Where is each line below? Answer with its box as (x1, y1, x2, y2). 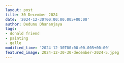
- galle (5, 41, 22, 46)
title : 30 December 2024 (5, 12, 58, 17)
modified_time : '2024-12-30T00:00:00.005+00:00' (5, 45, 110, 50)
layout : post (5, 7, 33, 13)
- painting (5, 36, 28, 41)
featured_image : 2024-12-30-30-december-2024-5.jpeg (5, 50, 119, 55)
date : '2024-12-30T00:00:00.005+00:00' (5, 17, 90, 22)
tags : (5, 26, 17, 31)
